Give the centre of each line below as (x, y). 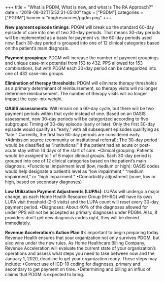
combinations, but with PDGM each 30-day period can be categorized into (81, 68)
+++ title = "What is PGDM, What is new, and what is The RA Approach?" (79, 7)
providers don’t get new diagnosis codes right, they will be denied (72, 218)
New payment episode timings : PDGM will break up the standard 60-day (80, 27)
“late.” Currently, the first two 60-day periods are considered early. (73, 135)
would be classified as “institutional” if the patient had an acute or (72, 145)
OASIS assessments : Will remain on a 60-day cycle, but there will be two (80, 108)
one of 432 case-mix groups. (35, 73)
